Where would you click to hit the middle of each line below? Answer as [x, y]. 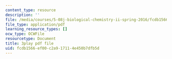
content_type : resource [31, 10]
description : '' [23, 15]
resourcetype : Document [31, 39]
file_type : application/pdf [35, 24]
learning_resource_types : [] [36, 29]
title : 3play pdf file [29, 44]
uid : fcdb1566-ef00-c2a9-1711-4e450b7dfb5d [52, 48]
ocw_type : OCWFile [25, 34]
